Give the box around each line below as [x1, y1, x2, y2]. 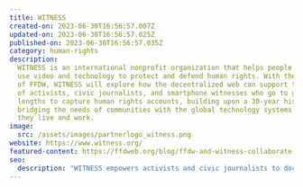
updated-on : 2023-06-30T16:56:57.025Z [9, 30, 155, 39]
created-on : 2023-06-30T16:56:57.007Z [9, 22, 155, 31]
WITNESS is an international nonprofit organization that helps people [17, 64, 293, 73]
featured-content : [9, 147, 78, 156]
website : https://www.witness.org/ [9, 138, 143, 147]
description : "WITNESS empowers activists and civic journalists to [17, 164, 280, 173]
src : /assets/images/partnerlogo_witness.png [17, 130, 192, 139]
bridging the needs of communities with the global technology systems [17, 105, 293, 114]
